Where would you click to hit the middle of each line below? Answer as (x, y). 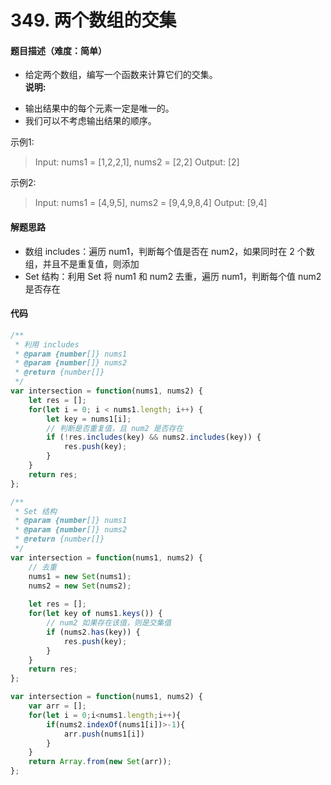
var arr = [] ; (57, 706)
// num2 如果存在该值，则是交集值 (109, 623)
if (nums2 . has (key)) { (93, 632)
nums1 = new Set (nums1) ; (80, 576)
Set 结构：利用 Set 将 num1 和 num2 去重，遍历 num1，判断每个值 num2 (173, 276)
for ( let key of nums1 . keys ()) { (95, 614)
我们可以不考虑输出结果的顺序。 (90, 121)
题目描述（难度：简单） (58, 50)
